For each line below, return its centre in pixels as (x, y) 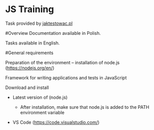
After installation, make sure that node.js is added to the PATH (85, 107)
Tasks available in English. (32, 43)
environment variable (42, 112)
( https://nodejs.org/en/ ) (30, 68)
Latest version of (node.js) (40, 97)
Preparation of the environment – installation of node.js (63, 62)
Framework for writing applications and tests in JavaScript (66, 77)
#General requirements (29, 53)
